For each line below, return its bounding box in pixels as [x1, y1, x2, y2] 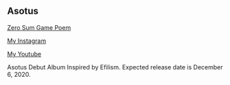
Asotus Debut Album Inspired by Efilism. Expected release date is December [7, 63, 223, 71]
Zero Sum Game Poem [7, 23, 71, 31]
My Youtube [7, 50, 42, 58]
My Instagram [7, 37, 47, 45]
